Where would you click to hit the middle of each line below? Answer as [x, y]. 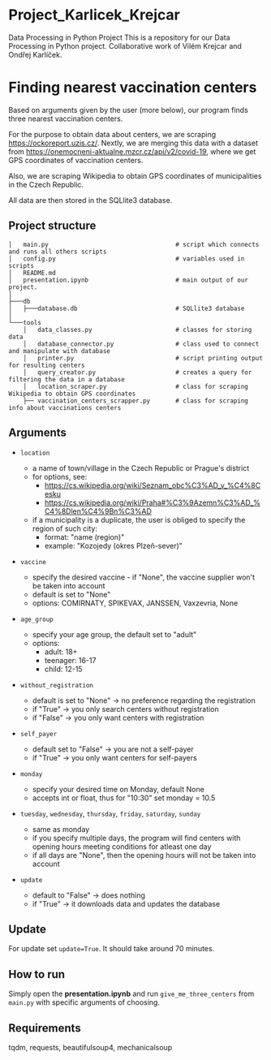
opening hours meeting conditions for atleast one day [122, 847]
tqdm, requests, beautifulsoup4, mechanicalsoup [90, 1047]
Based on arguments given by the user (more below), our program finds [129, 110]
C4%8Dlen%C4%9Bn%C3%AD [98, 511]
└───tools [25, 322]
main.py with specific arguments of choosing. [84, 1002]
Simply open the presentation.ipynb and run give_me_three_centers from [131, 994]
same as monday [61, 829]
